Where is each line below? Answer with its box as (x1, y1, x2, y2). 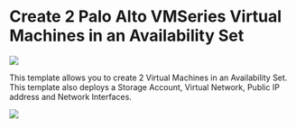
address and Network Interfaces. (9, 91, 133, 102)
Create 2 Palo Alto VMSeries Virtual (9, 6, 282, 27)
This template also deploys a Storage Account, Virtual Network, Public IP (9, 81, 280, 92)
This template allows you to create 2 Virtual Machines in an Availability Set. (9, 72, 288, 83)
